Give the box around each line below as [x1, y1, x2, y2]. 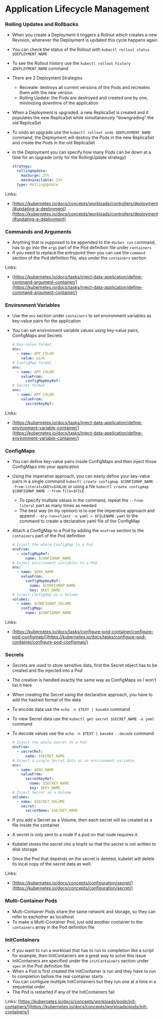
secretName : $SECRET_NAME [25, 808, 78, 813]
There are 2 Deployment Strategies [12, 75, 83, 81]
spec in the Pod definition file [12, 963, 70, 969]
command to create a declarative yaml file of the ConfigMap [19, 518, 140, 524]
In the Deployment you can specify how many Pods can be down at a [12, 149, 151, 155]
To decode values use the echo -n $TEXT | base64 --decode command [12, 731, 154, 736]
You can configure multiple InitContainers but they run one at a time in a [12, 978, 157, 984]
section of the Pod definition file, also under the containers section [12, 255, 146, 261]
